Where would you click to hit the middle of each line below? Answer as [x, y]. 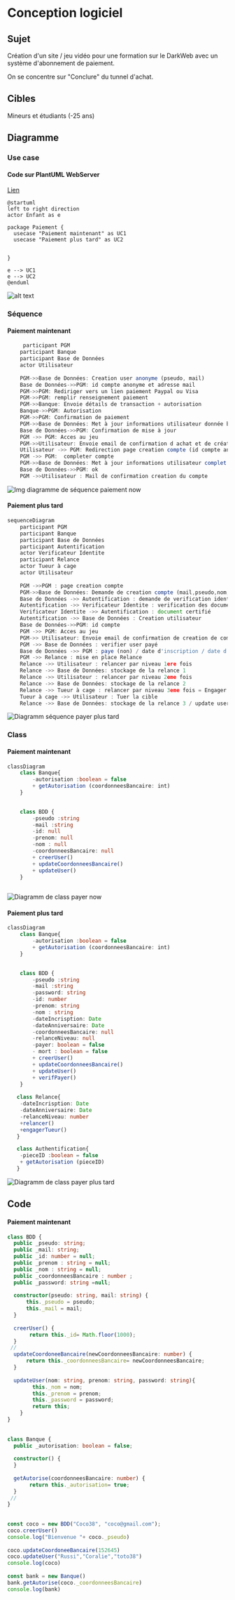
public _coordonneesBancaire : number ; [73, 1276]
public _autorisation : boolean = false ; [73, 1446]
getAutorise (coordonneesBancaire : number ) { [79, 1478]
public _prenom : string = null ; [62, 1263]
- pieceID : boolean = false [59, 1156]
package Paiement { [36, 227]
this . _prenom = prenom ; [67, 1394]
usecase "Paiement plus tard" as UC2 [69, 240]
